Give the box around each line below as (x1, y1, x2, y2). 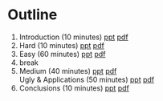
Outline (7, 6, 58, 24)
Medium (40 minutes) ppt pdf (18, 66, 117, 75)
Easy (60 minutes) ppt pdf (18, 49, 106, 59)
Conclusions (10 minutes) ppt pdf (18, 83, 129, 93)
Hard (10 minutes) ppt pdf (18, 40, 105, 50)
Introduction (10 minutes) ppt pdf (18, 32, 129, 42)
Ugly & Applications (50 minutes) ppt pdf (18, 75, 154, 84)
